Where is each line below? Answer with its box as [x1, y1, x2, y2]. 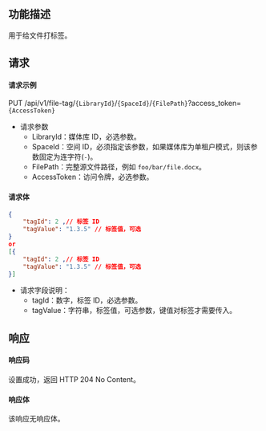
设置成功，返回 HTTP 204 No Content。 [8, 375, 140, 384]
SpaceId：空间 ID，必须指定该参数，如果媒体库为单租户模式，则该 [31, 142, 251, 152]
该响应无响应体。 [8, 414, 65, 424]
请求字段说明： [19, 286, 70, 295]
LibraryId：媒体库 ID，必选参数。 [31, 132, 142, 142]
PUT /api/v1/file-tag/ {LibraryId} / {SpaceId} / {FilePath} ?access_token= [8, 99, 242, 108]
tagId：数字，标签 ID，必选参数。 [31, 295, 143, 305]
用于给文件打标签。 [8, 30, 72, 40]
